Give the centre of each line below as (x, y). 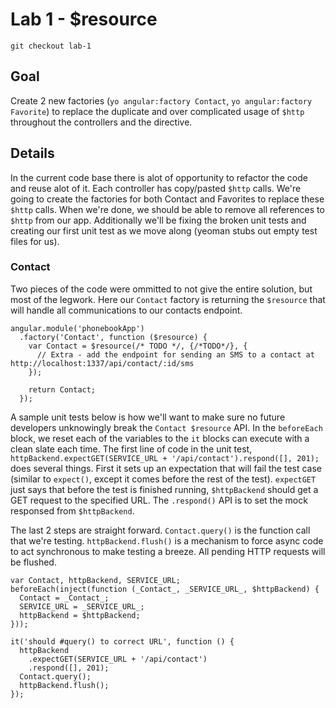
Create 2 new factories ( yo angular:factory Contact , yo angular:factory (161, 100)
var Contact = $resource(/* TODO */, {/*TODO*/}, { (138, 346)
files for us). (35, 241)
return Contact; (62, 389)
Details (32, 153)
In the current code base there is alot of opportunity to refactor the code (159, 177)
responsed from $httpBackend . (72, 510)
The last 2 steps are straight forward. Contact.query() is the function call (160, 530)
